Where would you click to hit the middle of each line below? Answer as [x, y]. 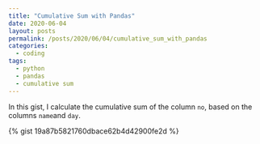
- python [30, 69]
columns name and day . [44, 115]
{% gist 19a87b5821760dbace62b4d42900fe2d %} [94, 131]
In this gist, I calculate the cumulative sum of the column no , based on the [130, 107]
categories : [28, 46]
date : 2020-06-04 [38, 23]
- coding [30, 53]
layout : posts [32, 31]
